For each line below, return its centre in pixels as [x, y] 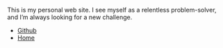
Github [27, 31]
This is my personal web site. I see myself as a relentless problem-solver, [112, 10]
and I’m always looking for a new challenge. [70, 17]
